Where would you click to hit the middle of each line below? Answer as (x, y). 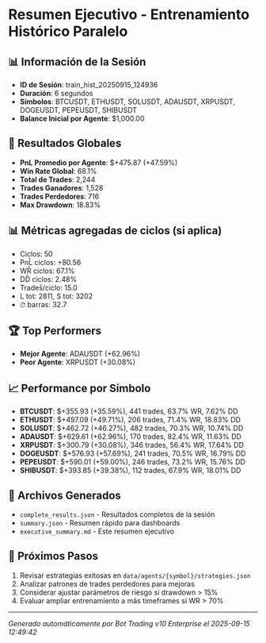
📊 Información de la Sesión (77, 62)
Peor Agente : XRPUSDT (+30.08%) (78, 362)
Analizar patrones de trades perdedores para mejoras (107, 583)
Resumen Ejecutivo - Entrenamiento (129, 15)
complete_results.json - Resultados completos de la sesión (117, 514)
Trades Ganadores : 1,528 (61, 187)
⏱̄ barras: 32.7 (43, 304)
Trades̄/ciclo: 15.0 (48, 287)
